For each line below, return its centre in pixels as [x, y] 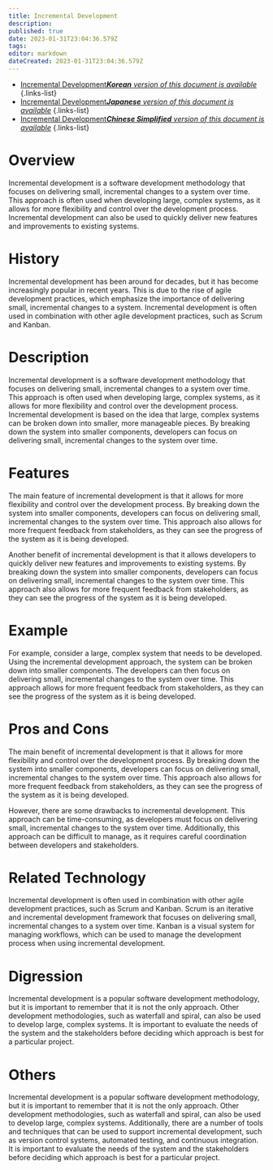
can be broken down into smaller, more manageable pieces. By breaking [129, 422]
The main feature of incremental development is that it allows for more [126, 496]
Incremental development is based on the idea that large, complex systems [134, 414]
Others [32, 1075]
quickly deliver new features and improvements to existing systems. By [127, 563]
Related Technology [77, 877]
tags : [17, 46]
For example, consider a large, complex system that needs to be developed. [135, 653]
